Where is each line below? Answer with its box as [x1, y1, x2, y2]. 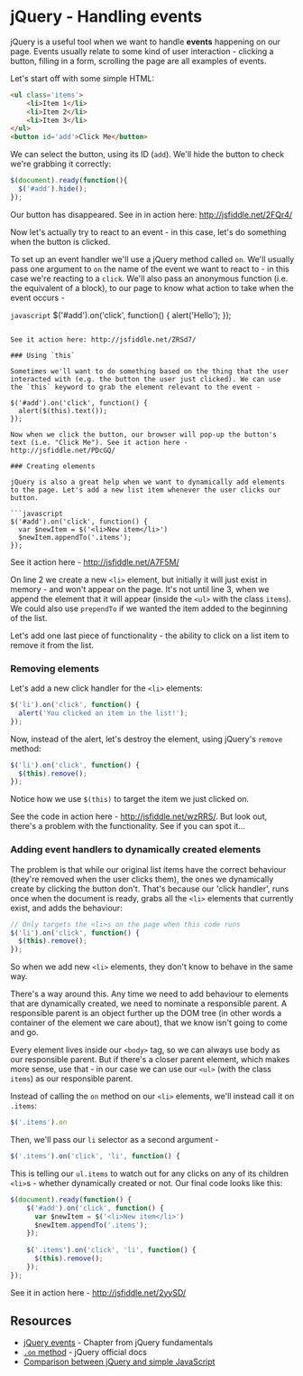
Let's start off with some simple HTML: [10, 72, 155, 83]
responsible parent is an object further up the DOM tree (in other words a [10, 1008, 282, 1019]
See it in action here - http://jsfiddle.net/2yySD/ [10, 1286, 187, 1298]
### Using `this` [10, 351, 76, 360]
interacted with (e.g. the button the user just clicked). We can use [10, 374, 281, 383]
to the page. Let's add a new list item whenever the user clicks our [10, 485, 281, 495]
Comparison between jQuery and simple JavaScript [23, 1356, 216, 1367]
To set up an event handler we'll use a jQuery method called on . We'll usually [10, 253, 295, 264]
